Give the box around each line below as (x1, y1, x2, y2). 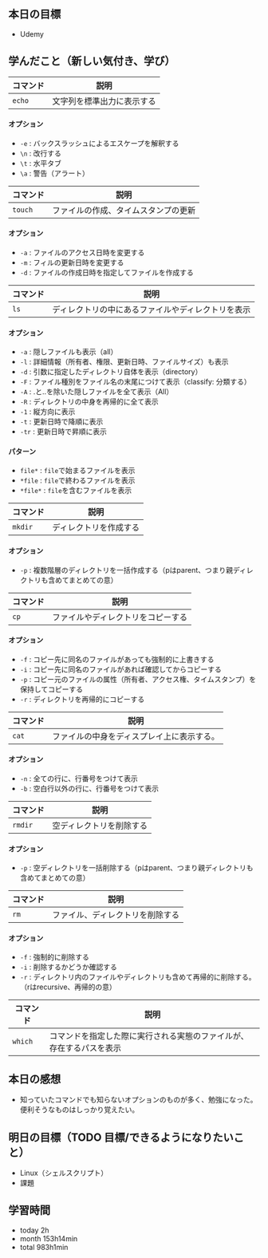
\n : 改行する (19, 148, 62, 158)
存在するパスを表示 (49, 1043, 122, 1054)
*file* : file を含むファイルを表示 (19, 486, 132, 495)
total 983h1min (19, 1242, 69, 1252)
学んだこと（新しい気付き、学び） (8, 54, 175, 68)
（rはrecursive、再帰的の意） (19, 982, 117, 992)
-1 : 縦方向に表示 (19, 407, 76, 416)
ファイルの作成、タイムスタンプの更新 (52, 204, 196, 215)
